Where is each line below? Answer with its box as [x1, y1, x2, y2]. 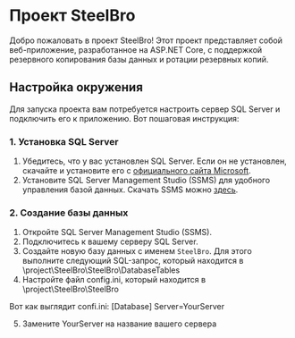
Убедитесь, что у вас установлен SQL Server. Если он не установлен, [21, 156, 288, 166]
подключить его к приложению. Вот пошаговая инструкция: [9, 113, 240, 123]
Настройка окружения [9, 80, 143, 95]
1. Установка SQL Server [9, 135, 119, 148]
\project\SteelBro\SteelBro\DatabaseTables [21, 265, 181, 275]
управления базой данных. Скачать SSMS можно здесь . [21, 184, 239, 195]
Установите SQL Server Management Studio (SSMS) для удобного [21, 175, 271, 186]
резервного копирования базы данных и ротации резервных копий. [9, 54, 269, 64]
